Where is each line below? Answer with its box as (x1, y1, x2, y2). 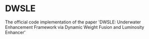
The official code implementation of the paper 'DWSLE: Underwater (5, 19, 141, 25)
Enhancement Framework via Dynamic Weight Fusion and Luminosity (5, 24, 145, 30)
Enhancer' (5, 29, 26, 35)
